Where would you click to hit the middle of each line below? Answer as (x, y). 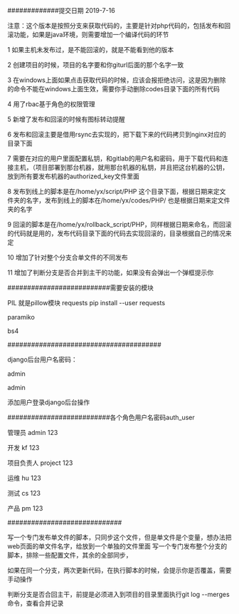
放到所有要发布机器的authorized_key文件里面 (74, 176)
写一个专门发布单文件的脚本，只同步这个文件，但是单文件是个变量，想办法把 (119, 537)
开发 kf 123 (23, 447)
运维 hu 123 (24, 478)
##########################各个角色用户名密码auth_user (101, 417)
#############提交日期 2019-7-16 (61, 10)
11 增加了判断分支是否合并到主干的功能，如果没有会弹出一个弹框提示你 (111, 272)
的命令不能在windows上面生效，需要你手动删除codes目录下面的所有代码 (114, 89)
